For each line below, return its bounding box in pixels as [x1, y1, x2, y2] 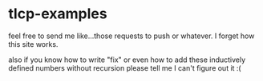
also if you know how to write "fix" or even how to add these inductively [8, 55, 246, 64]
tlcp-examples [8, 5, 107, 23]
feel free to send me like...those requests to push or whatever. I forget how [8, 31, 255, 40]
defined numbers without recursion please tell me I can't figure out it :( [8, 63, 242, 72]
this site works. [8, 39, 59, 48]
